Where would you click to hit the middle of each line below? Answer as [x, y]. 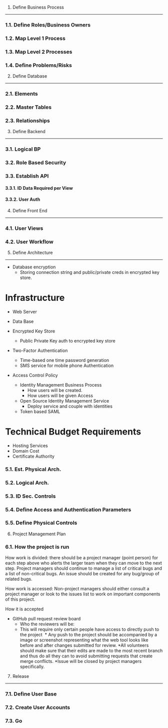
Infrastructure [35, 298]
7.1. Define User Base [31, 694]
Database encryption [34, 267]
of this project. [20, 599]
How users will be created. [55, 390]
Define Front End [30, 210]
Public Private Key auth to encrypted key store [68, 340]
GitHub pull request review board [46, 619]
